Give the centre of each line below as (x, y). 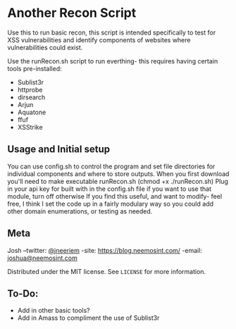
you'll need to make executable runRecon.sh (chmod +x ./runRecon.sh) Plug (118, 181)
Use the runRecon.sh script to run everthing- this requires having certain (113, 61)
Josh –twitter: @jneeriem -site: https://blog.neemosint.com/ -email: (105, 250)
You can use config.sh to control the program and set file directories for (111, 166)
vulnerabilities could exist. (45, 47)
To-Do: (23, 293)
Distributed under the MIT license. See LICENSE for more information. (107, 271)
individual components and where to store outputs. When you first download (118, 173)
